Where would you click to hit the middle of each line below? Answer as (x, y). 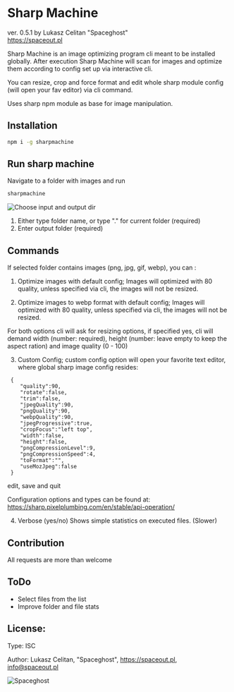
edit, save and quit (34, 486)
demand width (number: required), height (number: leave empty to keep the (117, 339)
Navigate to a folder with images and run (66, 181)
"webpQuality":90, (47, 418)
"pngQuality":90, (45, 411)
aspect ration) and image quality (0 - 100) (68, 346)
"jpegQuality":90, (47, 405)
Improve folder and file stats (58, 606)
